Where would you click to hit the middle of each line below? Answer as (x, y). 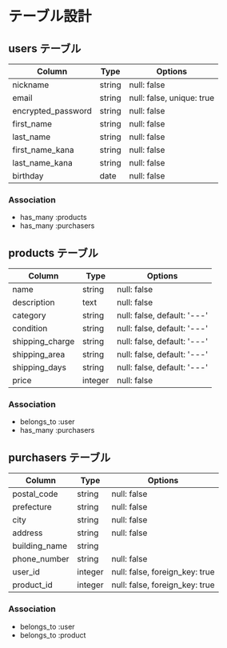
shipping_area (39, 354)
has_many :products (53, 218)
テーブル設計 (50, 16)
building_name (40, 546)
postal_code (35, 494)
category (29, 315)
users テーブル (45, 48)
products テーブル (53, 253)
